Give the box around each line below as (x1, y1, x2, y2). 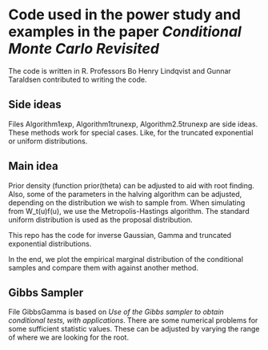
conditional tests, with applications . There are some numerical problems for (8, 316, 258, 325)
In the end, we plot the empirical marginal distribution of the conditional (8, 254, 244, 264)
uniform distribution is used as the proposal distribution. (8, 215, 193, 224)
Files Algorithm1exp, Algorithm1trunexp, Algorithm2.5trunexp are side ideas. (8, 119, 258, 129)
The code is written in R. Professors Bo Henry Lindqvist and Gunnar (8, 66, 232, 75)
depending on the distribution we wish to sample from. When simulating (8, 198, 246, 207)
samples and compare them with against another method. (8, 263, 198, 272)
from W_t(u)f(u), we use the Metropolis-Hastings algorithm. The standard (8, 206, 250, 215)
